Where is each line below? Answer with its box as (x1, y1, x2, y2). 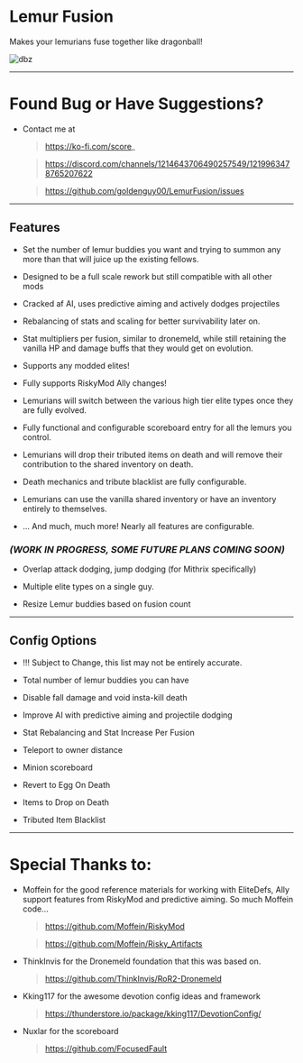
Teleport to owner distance (22, 744, 124, 755)
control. (22, 431, 51, 443)
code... (22, 903, 50, 914)
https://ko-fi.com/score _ (44, 141, 135, 151)
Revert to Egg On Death (22, 779, 111, 790)
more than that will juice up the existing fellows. (22, 253, 200, 264)
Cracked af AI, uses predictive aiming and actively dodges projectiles (22, 298, 280, 308)
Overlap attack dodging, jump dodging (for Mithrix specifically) (22, 564, 257, 574)
